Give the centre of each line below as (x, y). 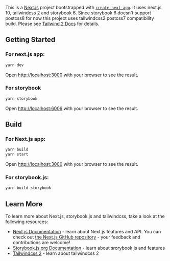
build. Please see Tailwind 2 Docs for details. (52, 24)
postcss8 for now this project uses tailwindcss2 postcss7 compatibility (80, 18)
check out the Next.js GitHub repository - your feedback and (76, 237)
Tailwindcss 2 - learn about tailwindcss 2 (56, 253)
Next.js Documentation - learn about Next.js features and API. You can (87, 232)
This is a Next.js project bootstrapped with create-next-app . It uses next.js (83, 7)
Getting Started (30, 40)
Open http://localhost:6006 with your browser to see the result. (72, 108)
